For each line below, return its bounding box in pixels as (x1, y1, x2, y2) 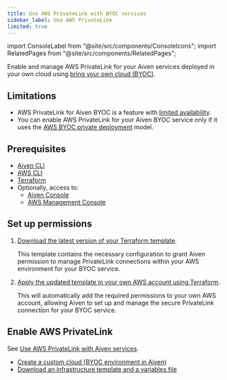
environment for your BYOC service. (17, 264, 121, 273)
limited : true (7, 23, 48, 30)
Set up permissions (7, 218, 92, 230)
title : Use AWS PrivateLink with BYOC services (7, 10, 147, 17)
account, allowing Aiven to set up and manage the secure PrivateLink (17, 298, 215, 307)
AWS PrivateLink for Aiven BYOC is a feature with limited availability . (17, 108, 212, 117)
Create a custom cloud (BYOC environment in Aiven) (17, 357, 167, 366)
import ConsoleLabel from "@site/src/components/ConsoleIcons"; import (7, 42, 217, 50)
